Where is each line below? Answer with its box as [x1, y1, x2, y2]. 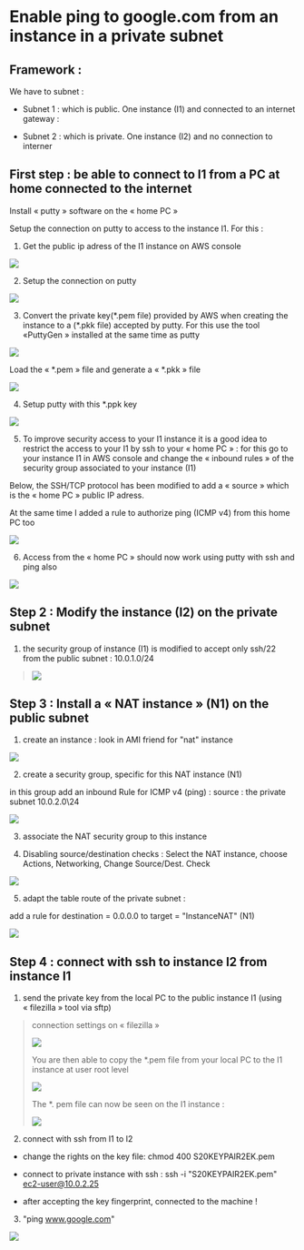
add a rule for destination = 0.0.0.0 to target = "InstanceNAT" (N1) [9, 911, 256, 922]
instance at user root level [31, 1064, 129, 1075]
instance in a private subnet [9, 25, 224, 46]
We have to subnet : [9, 86, 84, 96]
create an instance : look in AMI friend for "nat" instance [22, 734, 233, 745]
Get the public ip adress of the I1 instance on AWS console [22, 240, 242, 251]
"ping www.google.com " [22, 1214, 115, 1225]
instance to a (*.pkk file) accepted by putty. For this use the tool [22, 319, 260, 330]
